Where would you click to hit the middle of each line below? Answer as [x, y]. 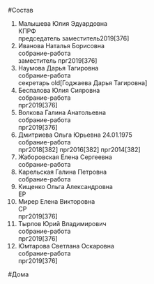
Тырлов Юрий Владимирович [62, 224]
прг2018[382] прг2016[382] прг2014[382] [79, 150]
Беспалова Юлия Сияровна [59, 90]
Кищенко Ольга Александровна [66, 187]
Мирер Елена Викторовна [56, 201]
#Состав [21, 10]
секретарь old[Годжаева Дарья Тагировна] [83, 83]
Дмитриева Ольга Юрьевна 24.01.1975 [75, 135]
